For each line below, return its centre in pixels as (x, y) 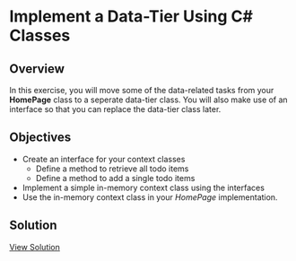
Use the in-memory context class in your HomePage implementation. (150, 197)
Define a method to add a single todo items (115, 178)
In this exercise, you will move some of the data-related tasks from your (142, 90)
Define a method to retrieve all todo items (112, 169)
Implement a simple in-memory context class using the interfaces (143, 187)
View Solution (35, 247)
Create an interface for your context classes (104, 159)
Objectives (40, 138)
